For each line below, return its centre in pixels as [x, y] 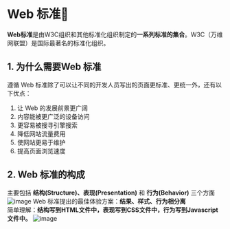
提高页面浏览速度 [41, 151]
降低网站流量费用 [41, 133]
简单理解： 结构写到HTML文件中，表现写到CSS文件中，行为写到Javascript [113, 210]
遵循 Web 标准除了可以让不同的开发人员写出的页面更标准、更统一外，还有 [112, 85]
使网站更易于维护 [41, 142]
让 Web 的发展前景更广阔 [52, 108]
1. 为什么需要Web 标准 [54, 67]
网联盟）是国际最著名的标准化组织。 [58, 43]
